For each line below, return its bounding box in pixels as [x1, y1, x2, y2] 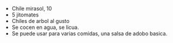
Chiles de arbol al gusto [11, 18, 70, 24]
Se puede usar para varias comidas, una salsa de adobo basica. [11, 30, 168, 37]
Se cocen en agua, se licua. [11, 24, 80, 31]
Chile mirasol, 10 [11, 5, 52, 12]
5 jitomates [11, 11, 39, 18]
